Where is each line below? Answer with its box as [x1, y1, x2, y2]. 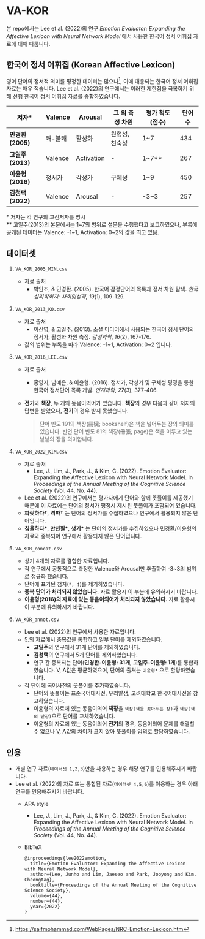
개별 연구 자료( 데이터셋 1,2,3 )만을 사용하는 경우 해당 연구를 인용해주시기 [15, 765, 186, 772]
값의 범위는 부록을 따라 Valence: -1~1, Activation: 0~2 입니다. [24, 341, 173, 348]
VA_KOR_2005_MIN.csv [15, 266, 68, 273]
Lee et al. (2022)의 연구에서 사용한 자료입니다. [24, 628, 136, 636]
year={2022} [29, 903, 60, 910]
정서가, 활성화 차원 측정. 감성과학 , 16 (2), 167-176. [33, 333, 151, 341]
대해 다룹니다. [17, 40, 51, 47]
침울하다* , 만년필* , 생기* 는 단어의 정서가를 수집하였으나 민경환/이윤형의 [24, 525, 197, 532]
